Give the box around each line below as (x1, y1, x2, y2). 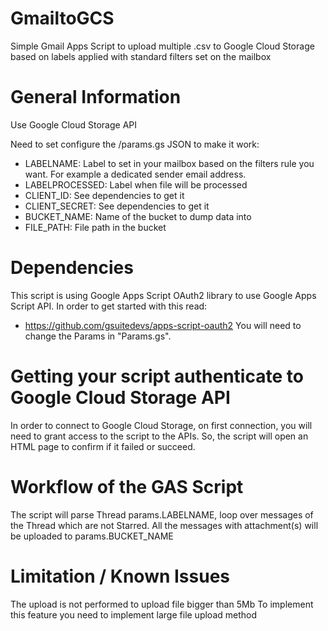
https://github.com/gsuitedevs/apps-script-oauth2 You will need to (24, 319, 302, 331)
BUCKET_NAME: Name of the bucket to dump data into (24, 210, 252, 222)
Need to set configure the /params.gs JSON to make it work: (10, 138, 260, 150)
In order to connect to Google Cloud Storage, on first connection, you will (10, 419, 313, 431)
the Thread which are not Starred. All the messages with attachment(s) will (10, 519, 319, 531)
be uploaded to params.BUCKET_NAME (10, 530, 174, 542)
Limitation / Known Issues (10, 565, 231, 587)
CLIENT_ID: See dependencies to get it (24, 189, 185, 201)
